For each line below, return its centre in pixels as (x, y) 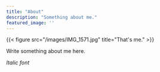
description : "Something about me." (52, 17)
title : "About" (25, 12)
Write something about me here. (46, 51)
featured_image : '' (30, 23)
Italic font (18, 62)
